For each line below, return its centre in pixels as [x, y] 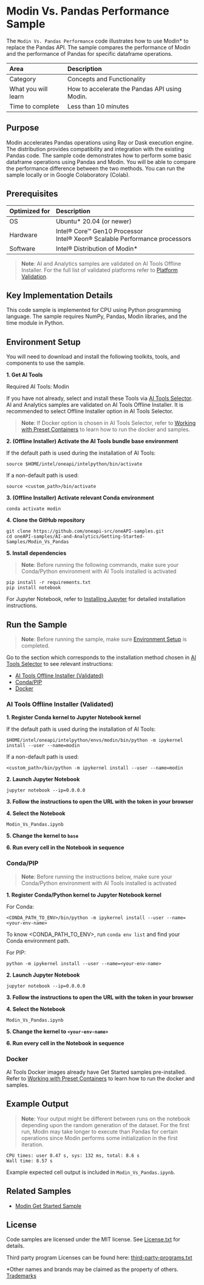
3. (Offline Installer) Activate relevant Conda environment [80, 498]
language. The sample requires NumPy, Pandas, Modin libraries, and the [97, 316]
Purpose [23, 128]
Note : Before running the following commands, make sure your [100, 565]
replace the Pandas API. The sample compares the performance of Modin [99, 47]
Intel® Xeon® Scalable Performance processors [123, 239]
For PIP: [16, 952]
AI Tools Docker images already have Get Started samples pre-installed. [96, 1072]
